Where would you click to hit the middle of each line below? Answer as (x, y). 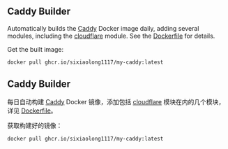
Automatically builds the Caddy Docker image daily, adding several (103, 28)
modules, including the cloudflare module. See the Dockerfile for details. (111, 36)
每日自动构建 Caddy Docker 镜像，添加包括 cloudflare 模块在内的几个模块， (116, 101)
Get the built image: (36, 49)
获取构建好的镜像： (35, 125)
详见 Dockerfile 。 (32, 111)
